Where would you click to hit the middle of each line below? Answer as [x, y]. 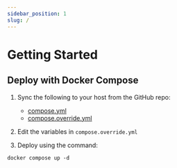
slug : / [18, 20]
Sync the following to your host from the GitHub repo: [94, 97]
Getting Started [53, 55]
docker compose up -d [39, 158]
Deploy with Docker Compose [73, 81]
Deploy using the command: [58, 145]
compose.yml [47, 110]
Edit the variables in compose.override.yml [77, 131]
